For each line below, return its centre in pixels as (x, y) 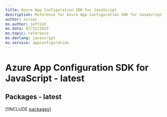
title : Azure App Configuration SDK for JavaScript (61, 10)
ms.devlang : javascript (30, 38)
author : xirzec (21, 19)
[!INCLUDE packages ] (28, 109)
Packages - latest (34, 97)
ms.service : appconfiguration (37, 43)
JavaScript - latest (45, 78)
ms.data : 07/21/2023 (27, 29)
